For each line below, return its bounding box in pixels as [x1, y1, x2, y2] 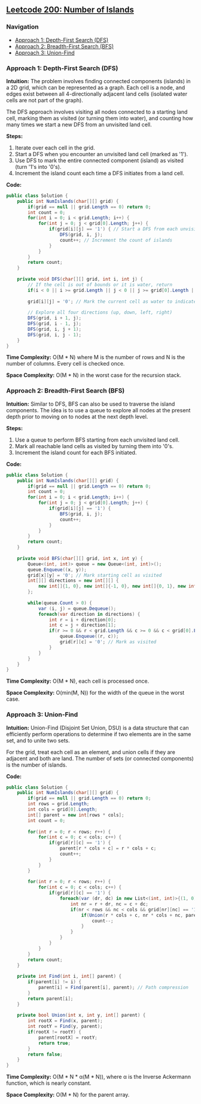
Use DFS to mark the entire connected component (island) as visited [14, 157, 184, 164]
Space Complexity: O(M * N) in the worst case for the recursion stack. [6, 372, 181, 379]
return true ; [38, 1040, 71, 1046]
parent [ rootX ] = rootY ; [38, 1035, 98, 1041]
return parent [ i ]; [28, 996, 74, 1002]
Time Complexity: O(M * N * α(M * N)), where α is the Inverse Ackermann [6, 1073, 191, 1081]
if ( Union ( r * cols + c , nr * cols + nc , [81, 912, 184, 918]
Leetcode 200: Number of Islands [6, 5, 135, 15]
